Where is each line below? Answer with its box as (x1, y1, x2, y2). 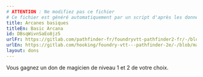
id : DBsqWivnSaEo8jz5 (6, 31, 61, 37)
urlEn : (6, 42, 23, 48)
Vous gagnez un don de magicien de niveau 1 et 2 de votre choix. (6, 64, 169, 71)
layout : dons (6, 48, 39, 54)
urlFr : (6, 36, 23, 42)
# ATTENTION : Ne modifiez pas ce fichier (6, 8, 115, 15)
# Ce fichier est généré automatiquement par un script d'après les (6, 14, 182, 20)
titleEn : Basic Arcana (6, 25, 63, 32)
